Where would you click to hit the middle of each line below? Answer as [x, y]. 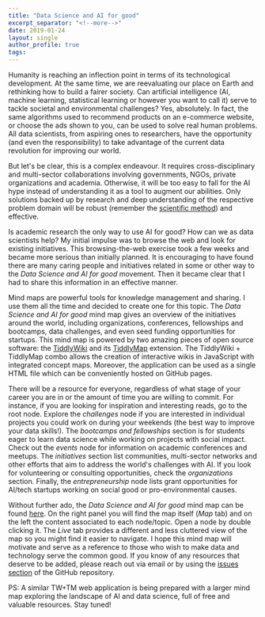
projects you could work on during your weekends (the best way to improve [132, 422]
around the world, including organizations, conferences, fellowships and [126, 323]
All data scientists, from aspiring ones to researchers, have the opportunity [130, 134]
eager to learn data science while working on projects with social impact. [127, 439]
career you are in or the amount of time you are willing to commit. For [121, 397]
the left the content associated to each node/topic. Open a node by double [130, 522]
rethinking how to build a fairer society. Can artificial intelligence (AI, [119, 91]
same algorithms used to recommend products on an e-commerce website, [131, 117]
